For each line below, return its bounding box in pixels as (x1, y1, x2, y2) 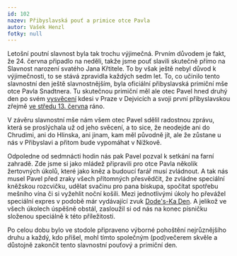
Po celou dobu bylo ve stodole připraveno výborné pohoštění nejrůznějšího (7, 226, 226, 234)
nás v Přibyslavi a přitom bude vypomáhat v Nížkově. (7, 139, 162, 147)
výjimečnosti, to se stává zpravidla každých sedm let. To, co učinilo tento (7, 72, 221, 81)
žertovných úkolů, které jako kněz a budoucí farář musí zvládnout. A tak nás (7, 167, 229, 175)
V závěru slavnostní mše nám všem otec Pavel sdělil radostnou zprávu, (7, 116, 214, 124)
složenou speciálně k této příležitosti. (7, 212, 115, 221)
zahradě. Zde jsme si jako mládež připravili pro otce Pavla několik (7, 160, 198, 168)
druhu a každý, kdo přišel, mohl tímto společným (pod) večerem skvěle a (7, 233, 218, 242)
